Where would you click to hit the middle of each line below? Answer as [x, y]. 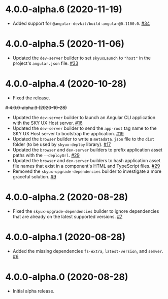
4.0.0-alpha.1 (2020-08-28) [65, 237]
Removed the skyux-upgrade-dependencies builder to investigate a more [87, 171]
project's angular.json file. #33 [45, 63]
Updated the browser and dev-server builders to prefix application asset [87, 149]
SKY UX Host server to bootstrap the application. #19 [68, 133]
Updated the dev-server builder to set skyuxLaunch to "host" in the [82, 58]
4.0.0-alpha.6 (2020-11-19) [64, 9]
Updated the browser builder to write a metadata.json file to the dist [83, 139]
